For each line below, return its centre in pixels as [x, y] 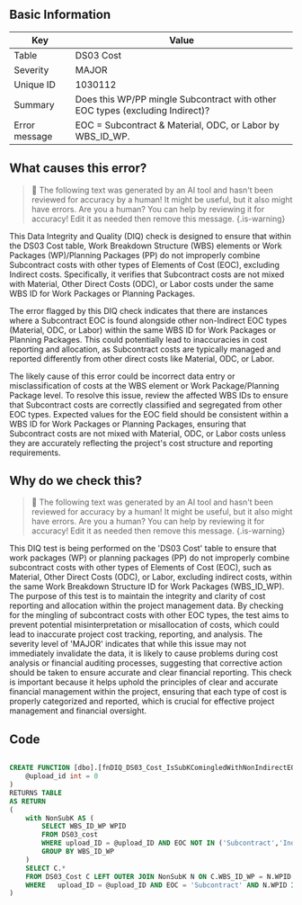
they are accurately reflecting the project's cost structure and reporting [141, 443]
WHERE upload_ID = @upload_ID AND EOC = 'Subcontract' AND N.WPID [156, 885]
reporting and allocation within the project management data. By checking [147, 605]
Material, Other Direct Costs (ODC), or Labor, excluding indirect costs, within [151, 577]
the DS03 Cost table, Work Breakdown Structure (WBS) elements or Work [146, 246]
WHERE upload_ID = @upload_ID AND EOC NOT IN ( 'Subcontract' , [160, 843]
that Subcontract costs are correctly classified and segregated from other [146, 405]
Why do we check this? [75, 481]
